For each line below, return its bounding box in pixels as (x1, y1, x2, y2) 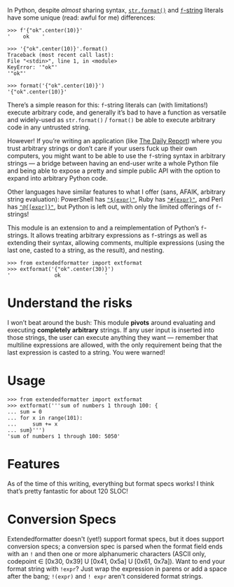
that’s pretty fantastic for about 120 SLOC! (7, 487, 128, 495)
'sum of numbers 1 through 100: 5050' (7, 433, 121, 440)
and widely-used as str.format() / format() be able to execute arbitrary (7, 116, 216, 124)
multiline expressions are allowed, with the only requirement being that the (7, 341, 222, 349)
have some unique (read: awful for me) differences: (7, 13, 156, 22)
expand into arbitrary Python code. (7, 174, 109, 182)
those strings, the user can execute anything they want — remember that (7, 333, 219, 341)
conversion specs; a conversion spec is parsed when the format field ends (7, 542, 223, 550)
